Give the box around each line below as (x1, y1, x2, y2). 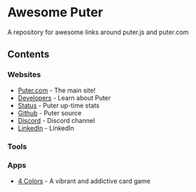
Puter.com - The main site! (17, 86, 96, 95)
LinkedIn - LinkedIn (17, 124, 75, 132)
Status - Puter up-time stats (17, 101, 100, 110)
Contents (7, 48, 50, 60)
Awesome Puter (7, 4, 103, 21)
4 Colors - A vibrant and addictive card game (17, 176, 151, 185)
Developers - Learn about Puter (17, 93, 111, 102)
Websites (7, 70, 41, 80)
